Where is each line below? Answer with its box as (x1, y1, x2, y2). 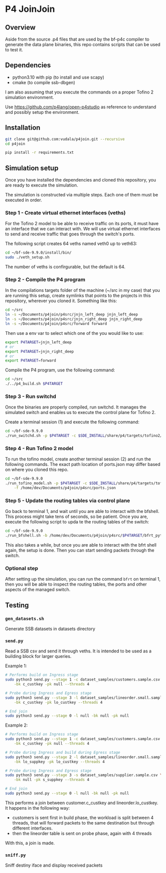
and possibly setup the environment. (5, 109, 80, 115)
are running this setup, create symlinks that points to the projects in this (5, 293, 151, 299)
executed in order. (5, 197, 42, 203)
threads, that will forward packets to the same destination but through (12, 820, 155, 826)
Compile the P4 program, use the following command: (5, 367, 115, 373)
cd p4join (5, 141, 26, 146)
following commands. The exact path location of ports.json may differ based (5, 461, 161, 467)
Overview (5, 23, 36, 32)
